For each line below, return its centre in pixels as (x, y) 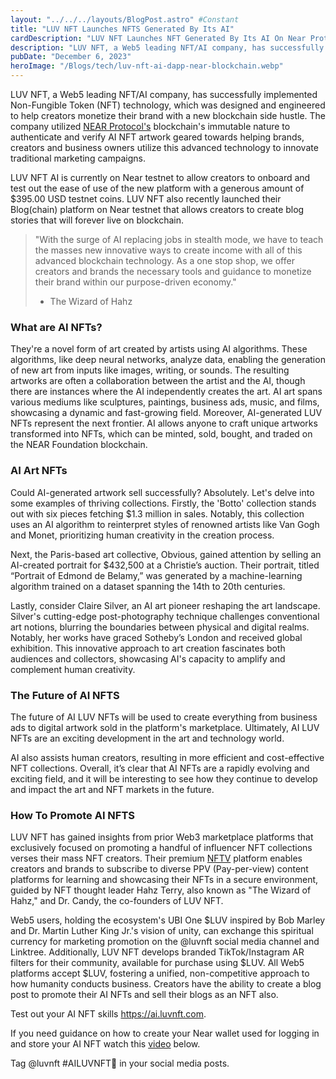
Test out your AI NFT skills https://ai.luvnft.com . (108, 1014)
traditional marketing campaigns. (78, 158)
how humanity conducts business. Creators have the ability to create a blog (166, 984)
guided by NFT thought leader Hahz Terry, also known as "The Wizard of (161, 890)
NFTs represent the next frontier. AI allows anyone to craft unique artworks (164, 423)
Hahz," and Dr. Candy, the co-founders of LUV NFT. (117, 901)
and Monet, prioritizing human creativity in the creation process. (142, 535)
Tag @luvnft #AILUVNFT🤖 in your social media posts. (120, 1063)
